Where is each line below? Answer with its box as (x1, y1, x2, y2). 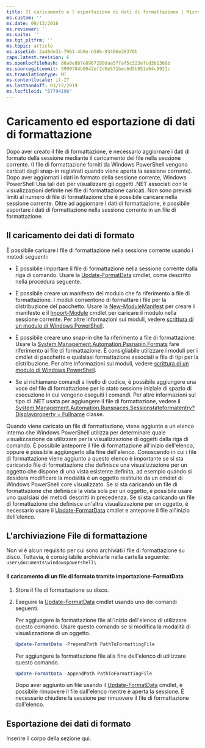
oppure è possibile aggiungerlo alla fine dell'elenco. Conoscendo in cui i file (6, 448, 197, 455)
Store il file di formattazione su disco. (15, 586, 109, 594)
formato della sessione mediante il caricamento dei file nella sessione (6, 154, 181, 162)
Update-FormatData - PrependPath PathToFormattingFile (15, 641, 155, 647)
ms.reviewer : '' (6, 26, 48, 32)
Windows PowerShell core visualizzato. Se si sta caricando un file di (6, 480, 178, 488)
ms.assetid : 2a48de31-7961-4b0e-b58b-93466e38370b (6, 49, 138, 55)
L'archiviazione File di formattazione (6, 531, 148, 541)
